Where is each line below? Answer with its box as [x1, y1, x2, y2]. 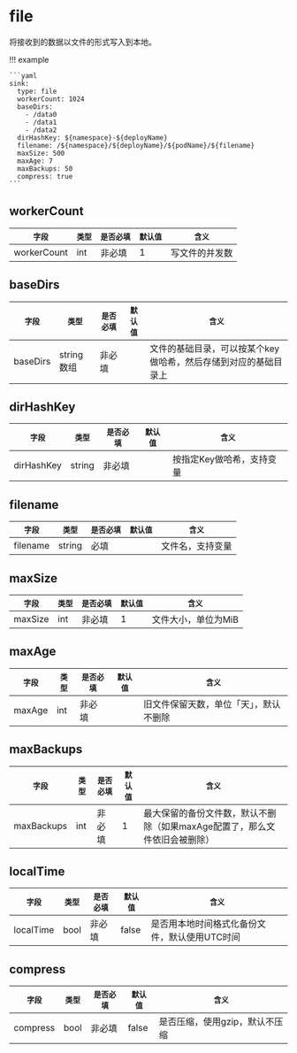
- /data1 [25, 118, 57, 127]
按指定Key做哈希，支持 [171, 453, 268, 465]
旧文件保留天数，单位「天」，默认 [142, 697, 281, 710]
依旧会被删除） [152, 834, 215, 846]
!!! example [9, 54, 49, 65]
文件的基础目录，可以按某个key [149, 342, 280, 355]
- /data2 [25, 126, 57, 135]
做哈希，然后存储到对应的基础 [149, 356, 274, 368]
